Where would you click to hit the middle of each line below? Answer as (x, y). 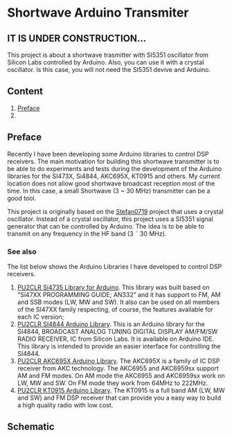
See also (22, 251)
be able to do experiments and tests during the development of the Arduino (115, 168)
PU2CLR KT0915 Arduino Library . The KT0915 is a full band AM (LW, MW (121, 390)
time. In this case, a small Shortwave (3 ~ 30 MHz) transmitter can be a (109, 190)
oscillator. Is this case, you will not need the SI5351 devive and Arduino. (109, 70)
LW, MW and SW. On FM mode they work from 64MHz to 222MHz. (113, 383)
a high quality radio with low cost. (65, 405)
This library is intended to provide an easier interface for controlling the (119, 346)
